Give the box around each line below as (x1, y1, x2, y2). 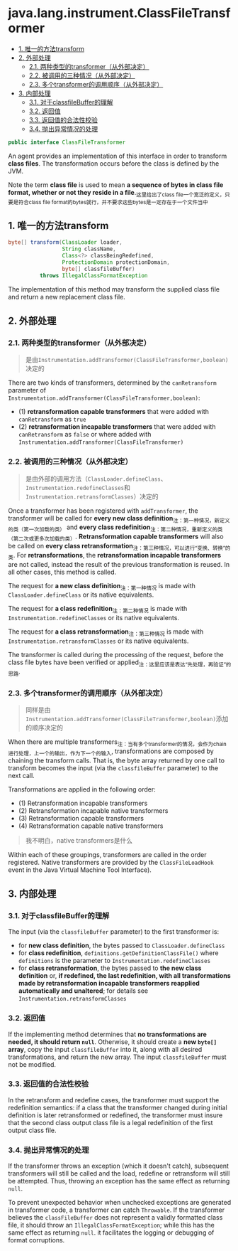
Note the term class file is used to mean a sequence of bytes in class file (8, 180, 224, 189)
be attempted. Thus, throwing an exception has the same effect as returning (8, 1177, 230, 1186)
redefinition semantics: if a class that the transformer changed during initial (8, 1103, 227, 1112)
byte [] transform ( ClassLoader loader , (8, 239, 123, 246)
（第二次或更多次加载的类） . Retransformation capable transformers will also (8, 532, 224, 543)
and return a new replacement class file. (8, 292, 126, 301)
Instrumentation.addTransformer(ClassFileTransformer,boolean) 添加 (25, 714, 229, 723)
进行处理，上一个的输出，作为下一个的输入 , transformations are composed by (8, 747, 215, 757)
